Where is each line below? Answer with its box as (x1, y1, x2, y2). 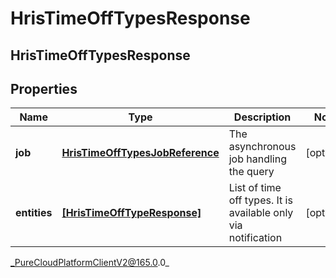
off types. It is (228, 193, 293, 207)
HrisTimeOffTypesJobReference (61, 146, 220, 160)
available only (228, 206, 294, 220)
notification (228, 231, 283, 245)
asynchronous (228, 140, 297, 154)
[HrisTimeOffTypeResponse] (61, 206, 202, 220)
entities (15, 206, 53, 220)
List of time (228, 181, 282, 195)
